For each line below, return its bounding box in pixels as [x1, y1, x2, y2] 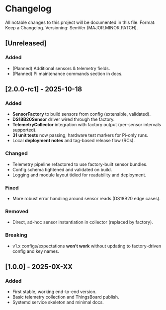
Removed [5, 208, 29, 215]
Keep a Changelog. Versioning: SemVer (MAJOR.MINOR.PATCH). [5, 24, 138, 30]
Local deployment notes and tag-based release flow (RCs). [12, 138, 135, 144]
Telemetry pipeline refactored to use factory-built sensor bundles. [12, 161, 148, 167]
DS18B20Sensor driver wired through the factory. [12, 116, 115, 122]
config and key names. [12, 248, 60, 254]
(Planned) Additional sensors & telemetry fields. [12, 65, 110, 71]
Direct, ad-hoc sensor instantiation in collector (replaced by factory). [12, 219, 153, 225]
